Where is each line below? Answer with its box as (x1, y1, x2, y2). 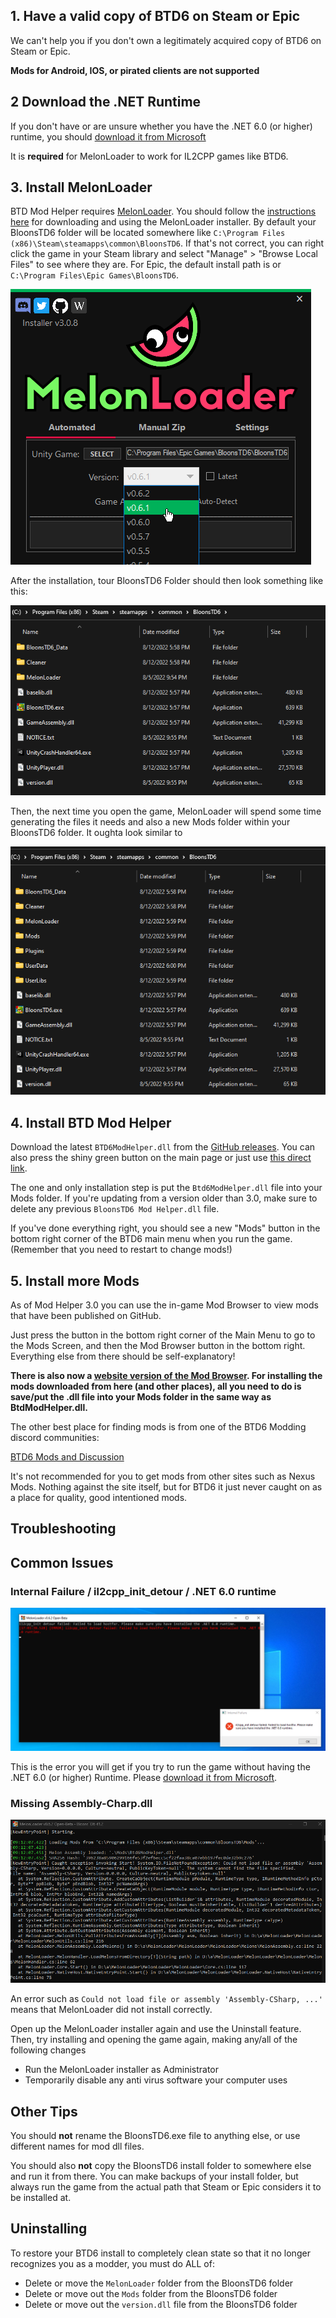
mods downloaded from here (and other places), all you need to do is (10, 1380, 302, 1393)
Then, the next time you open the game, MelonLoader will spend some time (10, 805, 322, 818)
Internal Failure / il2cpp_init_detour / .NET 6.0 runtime (10, 1584, 277, 1598)
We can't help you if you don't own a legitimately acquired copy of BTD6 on (10, 34, 322, 46)
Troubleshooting (10, 1520, 117, 1538)
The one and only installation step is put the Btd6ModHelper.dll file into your (10, 1182, 323, 1194)
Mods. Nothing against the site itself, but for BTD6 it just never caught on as (10, 1481, 323, 1493)
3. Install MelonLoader (10, 179, 153, 196)
